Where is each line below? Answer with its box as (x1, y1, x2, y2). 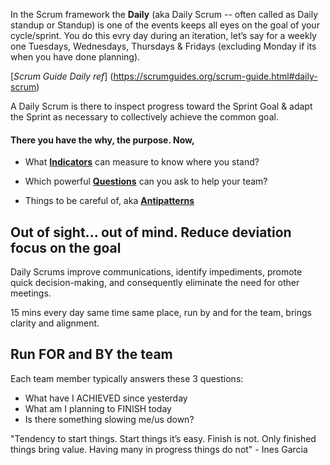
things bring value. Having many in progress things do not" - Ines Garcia (10, 443, 308, 455)
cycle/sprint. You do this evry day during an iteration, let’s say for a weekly (10, 30, 317, 41)
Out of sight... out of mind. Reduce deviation (10, 224, 292, 241)
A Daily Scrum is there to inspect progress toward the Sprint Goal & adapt (10, 100, 313, 112)
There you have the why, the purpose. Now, (10, 134, 195, 146)
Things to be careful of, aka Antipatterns (24, 195, 195, 207)
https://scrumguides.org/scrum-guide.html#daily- (113, 70, 318, 82)
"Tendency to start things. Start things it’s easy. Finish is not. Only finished (10, 432, 317, 444)
